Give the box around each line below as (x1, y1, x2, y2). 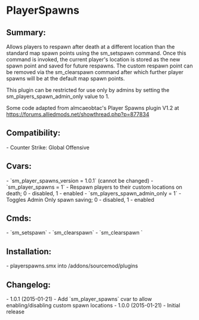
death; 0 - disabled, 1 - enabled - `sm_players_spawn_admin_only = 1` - (6, 189, 182, 197)
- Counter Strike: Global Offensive (6, 144, 90, 151)
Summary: (6, 27, 46, 38)
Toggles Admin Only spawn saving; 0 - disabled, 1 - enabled (6, 196, 154, 203)
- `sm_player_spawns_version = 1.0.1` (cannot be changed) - (6, 177, 154, 184)
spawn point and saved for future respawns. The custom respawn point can (6, 62, 193, 69)
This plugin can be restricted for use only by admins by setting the (6, 87, 170, 93)
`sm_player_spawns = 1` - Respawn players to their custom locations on (6, 183, 182, 190)
